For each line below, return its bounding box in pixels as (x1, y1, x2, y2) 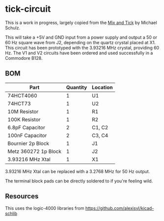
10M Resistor (7, 108, 39, 115)
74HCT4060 (7, 92, 38, 99)
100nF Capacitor (7, 132, 47, 139)
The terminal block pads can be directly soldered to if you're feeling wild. (5, 178, 153, 184)
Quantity (66, 84, 87, 91)
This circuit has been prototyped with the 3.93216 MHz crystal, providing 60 (5, 45, 160, 50)
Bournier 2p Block (7, 140, 50, 147)
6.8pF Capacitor (7, 124, 45, 131)
